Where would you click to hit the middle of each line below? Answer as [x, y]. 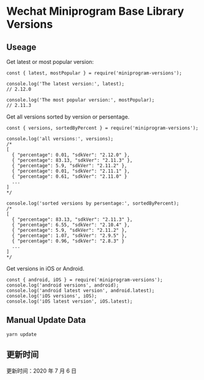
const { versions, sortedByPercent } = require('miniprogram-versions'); [103, 128]
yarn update [21, 334]
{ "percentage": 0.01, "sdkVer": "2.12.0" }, [71, 155]
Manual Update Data [46, 320]
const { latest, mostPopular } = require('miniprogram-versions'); [94, 73]
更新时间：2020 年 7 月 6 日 [42, 371]
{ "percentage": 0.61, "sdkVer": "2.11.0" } [70, 176]
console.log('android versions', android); [63, 285]
